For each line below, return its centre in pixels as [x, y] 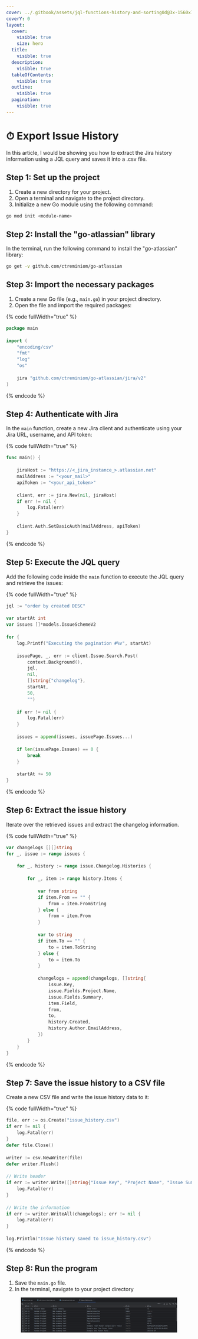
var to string [55, 935]
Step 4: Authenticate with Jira [62, 415]
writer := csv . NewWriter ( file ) [44, 1158]
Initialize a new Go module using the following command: [84, 204]
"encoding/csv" [35, 347]
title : [19, 50]
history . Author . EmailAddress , [85, 1028]
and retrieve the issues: [34, 583]
